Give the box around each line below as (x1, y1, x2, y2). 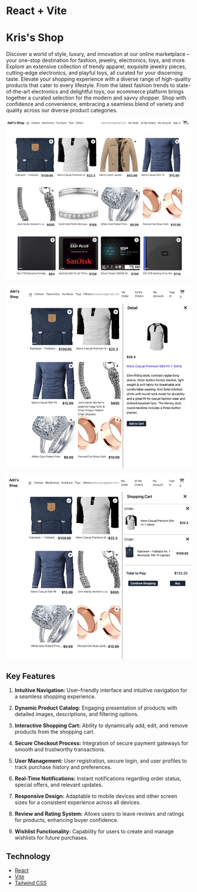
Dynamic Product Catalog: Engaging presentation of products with (14, 704, 178, 711)
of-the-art (6, 88, 30, 95)
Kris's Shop (6, 31, 64, 45)
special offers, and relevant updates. (14, 781, 103, 788)
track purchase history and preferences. (14, 764, 113, 771)
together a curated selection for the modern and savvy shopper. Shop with (6, 94, 186, 101)
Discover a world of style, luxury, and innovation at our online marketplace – (6, 51, 189, 58)
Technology (6, 851, 51, 861)
